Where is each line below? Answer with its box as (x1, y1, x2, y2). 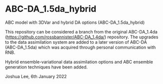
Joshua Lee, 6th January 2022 (5, 73, 67, 79)
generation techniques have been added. (5, 64, 88, 70)
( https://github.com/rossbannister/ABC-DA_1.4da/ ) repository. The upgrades (5, 34, 159, 40)
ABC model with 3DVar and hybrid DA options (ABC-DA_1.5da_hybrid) (5, 19, 145, 25)
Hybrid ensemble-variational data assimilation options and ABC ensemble (5, 59, 153, 65)
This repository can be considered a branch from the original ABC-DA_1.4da (5, 29, 158, 34)
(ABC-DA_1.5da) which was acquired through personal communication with (5, 44, 156, 50)
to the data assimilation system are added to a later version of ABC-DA (5, 39, 147, 45)
